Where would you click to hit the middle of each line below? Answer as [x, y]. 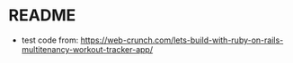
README [42, 16]
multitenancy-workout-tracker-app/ [87, 49]
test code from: [50, 40]
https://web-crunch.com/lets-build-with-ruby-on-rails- [182, 40]
